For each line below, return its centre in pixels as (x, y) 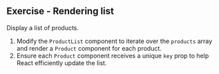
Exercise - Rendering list (60, 11)
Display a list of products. (43, 27)
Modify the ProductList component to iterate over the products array (114, 41)
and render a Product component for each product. (89, 48)
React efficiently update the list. (61, 63)
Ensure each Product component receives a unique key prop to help (113, 56)
